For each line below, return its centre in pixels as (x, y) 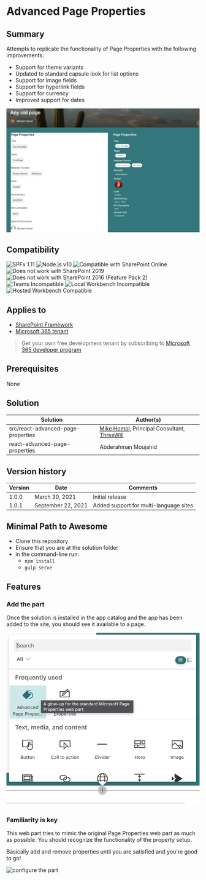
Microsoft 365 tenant (42, 331)
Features (24, 586)
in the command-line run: (47, 554)
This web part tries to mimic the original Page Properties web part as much (101, 833)
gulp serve (38, 568)
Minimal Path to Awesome (57, 526)
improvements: (25, 55)
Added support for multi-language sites (143, 505)
